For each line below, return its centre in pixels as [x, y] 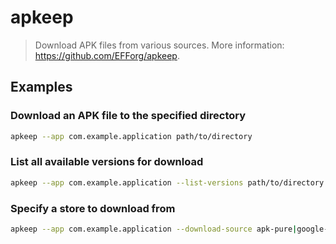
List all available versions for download [107, 162]
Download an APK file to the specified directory [128, 116]
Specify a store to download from [93, 208]
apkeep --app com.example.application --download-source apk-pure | [154, 229]
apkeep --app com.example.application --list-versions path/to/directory [167, 182]
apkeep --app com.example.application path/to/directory [131, 136]
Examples [41, 87]
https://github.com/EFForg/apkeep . [107, 55]
